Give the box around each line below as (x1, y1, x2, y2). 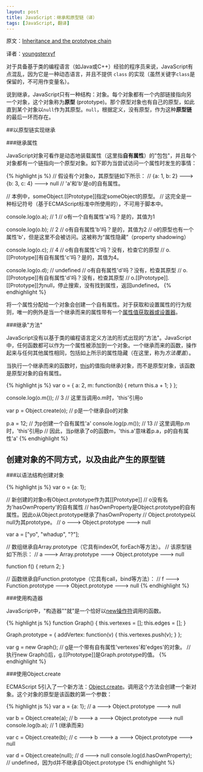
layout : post (6, 8, 39, 15)
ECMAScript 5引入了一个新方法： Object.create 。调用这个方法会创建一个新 (6, 683, 192, 691)
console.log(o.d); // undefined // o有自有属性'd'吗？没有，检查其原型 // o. (6, 267, 188, 274)
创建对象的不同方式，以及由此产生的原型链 (6, 454, 165, 465)
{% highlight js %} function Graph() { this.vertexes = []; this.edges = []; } (6, 619, 186, 627)
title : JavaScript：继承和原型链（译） (6, 14, 98, 21)
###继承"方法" (6, 321, 43, 329)
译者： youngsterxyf (6, 50, 56, 57)
